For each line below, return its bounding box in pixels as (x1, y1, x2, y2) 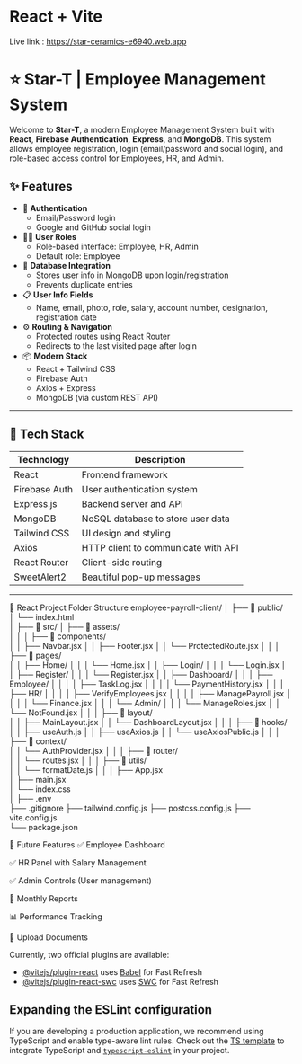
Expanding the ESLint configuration (9, 1002, 213, 1017)
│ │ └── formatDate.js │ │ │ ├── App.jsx (9, 764, 164, 775)
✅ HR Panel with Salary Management (9, 856, 147, 868)
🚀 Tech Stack (9, 427, 84, 442)
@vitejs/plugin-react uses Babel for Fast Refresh (22, 966, 203, 977)
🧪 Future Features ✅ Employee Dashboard (9, 838, 166, 850)
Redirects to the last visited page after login (35, 340, 198, 351)
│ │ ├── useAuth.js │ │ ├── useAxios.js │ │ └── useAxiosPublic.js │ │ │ (9, 726, 280, 737)
